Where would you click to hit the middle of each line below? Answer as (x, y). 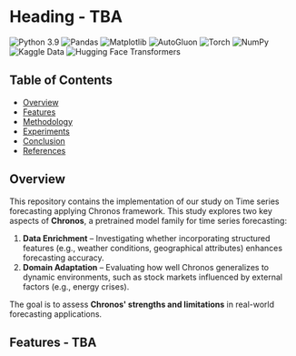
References (44, 150)
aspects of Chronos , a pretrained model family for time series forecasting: (148, 220)
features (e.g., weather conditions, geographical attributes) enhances (153, 248)
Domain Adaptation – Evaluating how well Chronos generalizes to (146, 267)
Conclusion (44, 141)
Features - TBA (53, 342)
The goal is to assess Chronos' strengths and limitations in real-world (142, 304)
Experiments (46, 131)
